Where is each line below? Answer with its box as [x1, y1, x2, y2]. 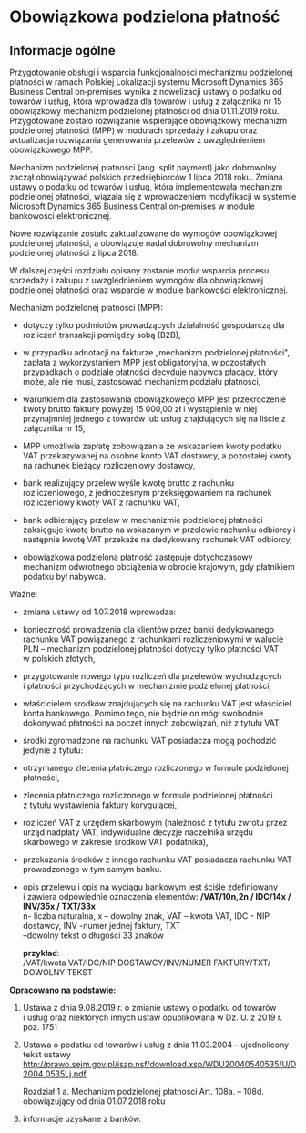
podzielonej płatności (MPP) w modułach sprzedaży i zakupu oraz [9, 125, 258, 136]
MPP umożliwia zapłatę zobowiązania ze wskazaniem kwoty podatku [22, 440, 282, 451]
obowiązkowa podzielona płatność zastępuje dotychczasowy [22, 551, 253, 562]
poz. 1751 [22, 1022, 57, 1032]
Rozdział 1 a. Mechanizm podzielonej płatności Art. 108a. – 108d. [22, 1087, 264, 1097]
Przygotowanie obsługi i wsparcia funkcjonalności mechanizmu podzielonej [9, 67, 293, 77]
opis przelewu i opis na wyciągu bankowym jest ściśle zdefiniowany [22, 881, 279, 892]
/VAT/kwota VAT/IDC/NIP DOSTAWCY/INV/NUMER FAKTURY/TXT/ [22, 957, 271, 968]
